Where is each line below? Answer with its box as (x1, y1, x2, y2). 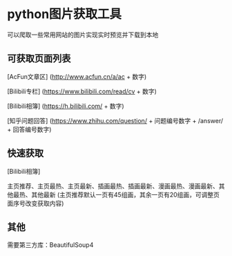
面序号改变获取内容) (7, 199, 64, 208)
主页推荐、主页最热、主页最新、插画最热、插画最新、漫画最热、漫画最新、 (7, 181, 219, 190)
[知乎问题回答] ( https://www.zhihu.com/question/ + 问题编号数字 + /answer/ (7, 116, 223, 125)
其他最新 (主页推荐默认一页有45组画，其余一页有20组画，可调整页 (30, 190, 220, 199)
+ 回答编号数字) (7, 125, 52, 134)
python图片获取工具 (7, 6, 122, 22)
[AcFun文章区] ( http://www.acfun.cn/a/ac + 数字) (7, 72, 147, 80)
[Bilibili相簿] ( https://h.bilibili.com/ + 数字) (7, 102, 124, 110)
